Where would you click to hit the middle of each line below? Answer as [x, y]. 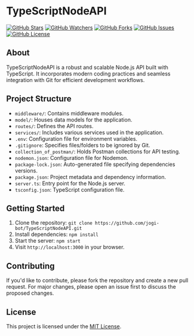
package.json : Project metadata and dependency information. [90, 177]
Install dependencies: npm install [56, 234]
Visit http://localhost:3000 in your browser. [70, 247]
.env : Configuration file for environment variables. [76, 138]
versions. [26, 170]
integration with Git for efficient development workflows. [76, 80]
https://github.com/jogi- [127, 223]
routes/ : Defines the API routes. [54, 126]
